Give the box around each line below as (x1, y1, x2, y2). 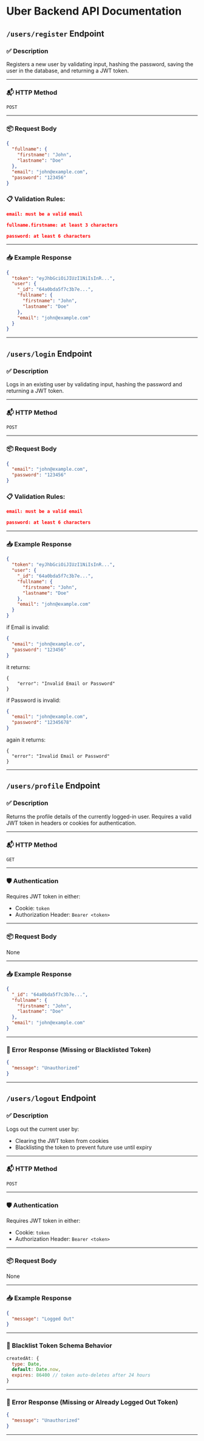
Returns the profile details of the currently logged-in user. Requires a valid (6, 813, 192, 820)
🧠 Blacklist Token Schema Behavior (6, 1341, 112, 1350)
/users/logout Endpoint (6, 1093, 97, 1103)
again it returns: (6, 736, 46, 743)
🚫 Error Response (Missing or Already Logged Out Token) (6, 1398, 178, 1406)
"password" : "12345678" (12, 720, 72, 726)
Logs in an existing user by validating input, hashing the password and (6, 381, 182, 387)
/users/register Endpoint (6, 29, 104, 39)
